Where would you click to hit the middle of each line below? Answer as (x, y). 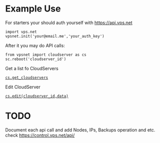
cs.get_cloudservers (27, 78)
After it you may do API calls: (35, 45)
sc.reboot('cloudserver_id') (36, 59)
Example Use (33, 9)
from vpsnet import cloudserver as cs (46, 55)
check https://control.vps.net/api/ (40, 135)
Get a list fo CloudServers (32, 68)
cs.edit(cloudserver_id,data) (37, 96)
